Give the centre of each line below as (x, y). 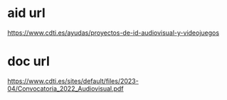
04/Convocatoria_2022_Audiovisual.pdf (65, 88)
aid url (26, 13)
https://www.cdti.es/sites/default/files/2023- (73, 81)
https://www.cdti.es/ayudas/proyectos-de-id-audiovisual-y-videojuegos (113, 33)
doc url (28, 61)
